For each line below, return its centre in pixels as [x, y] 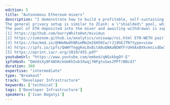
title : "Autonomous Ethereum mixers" [45, 15]
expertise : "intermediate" [34, 71]
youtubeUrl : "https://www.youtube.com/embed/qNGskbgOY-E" [68, 57]
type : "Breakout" [24, 76]
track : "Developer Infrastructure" [43, 80]
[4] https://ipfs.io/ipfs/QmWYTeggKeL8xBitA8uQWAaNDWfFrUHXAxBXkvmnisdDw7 [86, 47]
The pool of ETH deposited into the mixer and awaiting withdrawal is [81, 29]
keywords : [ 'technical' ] [31, 85]
